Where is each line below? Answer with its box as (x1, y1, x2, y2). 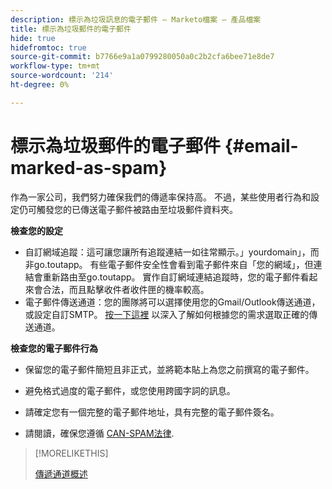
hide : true (10, 33, 56, 43)
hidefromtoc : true (10, 42, 87, 53)
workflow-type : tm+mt (10, 61, 101, 71)
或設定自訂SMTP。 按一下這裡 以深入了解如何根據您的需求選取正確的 (24, 308, 310, 320)
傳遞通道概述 (34, 467, 88, 480)
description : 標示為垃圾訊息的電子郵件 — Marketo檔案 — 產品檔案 (10, 14, 262, 25)
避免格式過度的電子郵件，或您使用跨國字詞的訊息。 (24, 384, 236, 396)
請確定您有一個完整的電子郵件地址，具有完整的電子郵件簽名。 (24, 406, 280, 418)
